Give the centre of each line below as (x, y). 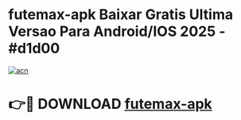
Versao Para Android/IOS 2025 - (117, 31)
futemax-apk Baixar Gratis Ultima (120, 15)
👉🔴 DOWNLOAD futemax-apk (110, 104)
